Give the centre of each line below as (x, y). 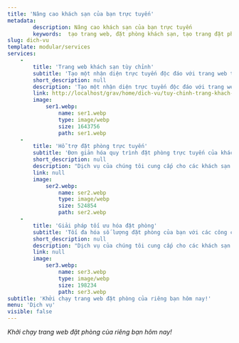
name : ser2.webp (82, 193)
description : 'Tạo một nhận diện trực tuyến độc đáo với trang (128, 87)
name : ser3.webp (82, 272)
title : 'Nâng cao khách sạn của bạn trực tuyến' (81, 14)
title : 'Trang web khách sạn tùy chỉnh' (94, 67)
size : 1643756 (79, 126)
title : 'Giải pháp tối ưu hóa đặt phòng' (95, 226)
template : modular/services (49, 47)
